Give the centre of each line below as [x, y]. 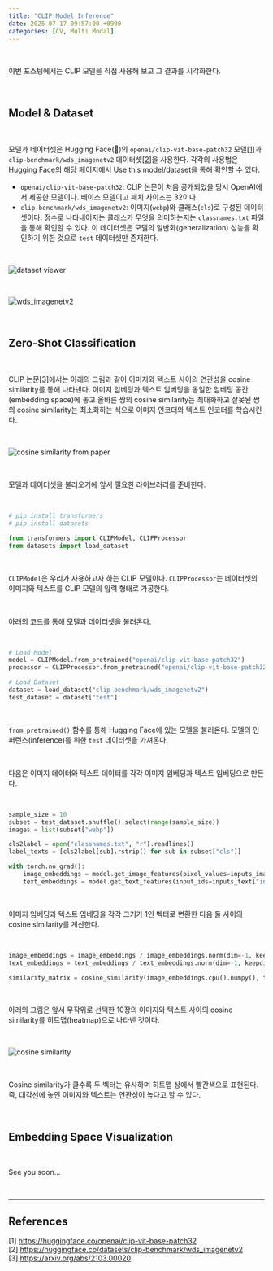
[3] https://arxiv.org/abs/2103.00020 [70, 1258]
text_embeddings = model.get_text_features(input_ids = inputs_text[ [139, 881]
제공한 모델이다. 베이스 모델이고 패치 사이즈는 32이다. [113, 197]
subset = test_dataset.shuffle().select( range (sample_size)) [114, 822]
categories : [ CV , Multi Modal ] [61, 31]
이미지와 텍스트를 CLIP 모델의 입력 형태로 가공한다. [89, 588]
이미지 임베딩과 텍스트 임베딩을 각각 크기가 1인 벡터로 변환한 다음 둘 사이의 [126, 914]
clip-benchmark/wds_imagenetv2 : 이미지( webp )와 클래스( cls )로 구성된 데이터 [142, 208]
